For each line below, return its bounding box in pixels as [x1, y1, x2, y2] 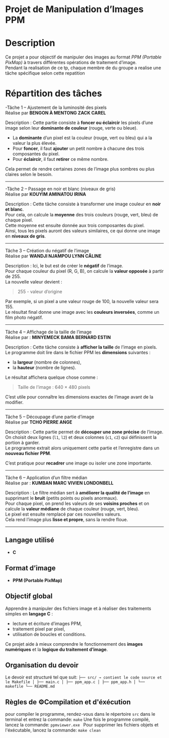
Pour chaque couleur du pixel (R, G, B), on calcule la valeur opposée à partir [5, 268, 164, 274]
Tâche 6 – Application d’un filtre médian [5, 475, 88, 481]
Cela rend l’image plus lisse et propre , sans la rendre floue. [5, 517, 128, 523]
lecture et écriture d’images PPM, [12, 620, 82, 627]
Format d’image [5, 564, 56, 573]
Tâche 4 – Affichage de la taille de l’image [5, 329, 92, 335]
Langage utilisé [5, 536, 54, 544]
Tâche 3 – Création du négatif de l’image [5, 248, 90, 254]
